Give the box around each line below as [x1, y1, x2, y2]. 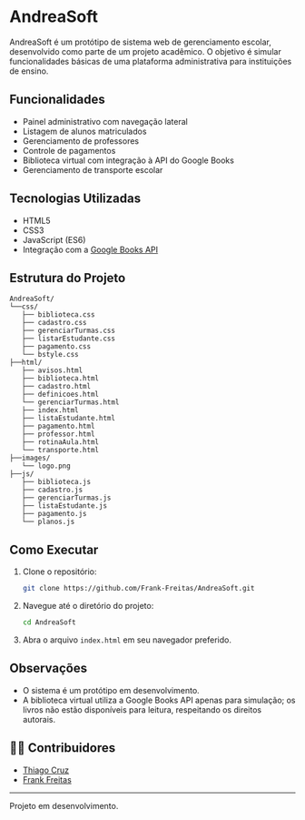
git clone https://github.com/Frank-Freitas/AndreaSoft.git [22, 584, 255, 593]
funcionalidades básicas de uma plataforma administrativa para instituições [9, 56, 292, 66]
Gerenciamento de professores [22, 135, 139, 147]
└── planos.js [21, 517, 75, 527]
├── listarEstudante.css [21, 334, 116, 343]
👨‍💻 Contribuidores [9, 740, 116, 756]
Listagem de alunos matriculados [22, 126, 147, 137]
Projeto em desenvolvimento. [9, 800, 119, 811]
